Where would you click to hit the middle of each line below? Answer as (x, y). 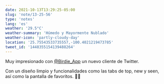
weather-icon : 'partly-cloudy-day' (43, 38)
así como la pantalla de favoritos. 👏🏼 (43, 76)
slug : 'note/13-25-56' (29, 14)
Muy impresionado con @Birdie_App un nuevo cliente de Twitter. (72, 61)
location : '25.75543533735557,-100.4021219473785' (59, 42)
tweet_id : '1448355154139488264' (40, 47)
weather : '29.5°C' (24, 28)
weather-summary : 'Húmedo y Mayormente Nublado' (57, 33)
